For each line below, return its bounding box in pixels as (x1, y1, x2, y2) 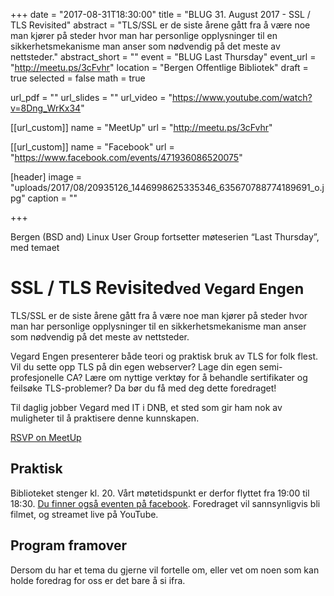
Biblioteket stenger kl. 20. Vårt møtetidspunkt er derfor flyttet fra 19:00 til (10, 487, 310, 499)
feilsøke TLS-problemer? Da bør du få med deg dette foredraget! (10, 382, 277, 394)
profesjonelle (10, 371, 65, 383)
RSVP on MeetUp (10, 431, 82, 443)
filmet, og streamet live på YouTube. (10, 508, 159, 520)
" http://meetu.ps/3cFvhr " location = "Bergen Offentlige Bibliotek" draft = (10, 62, 309, 73)
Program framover (10, 537, 128, 554)
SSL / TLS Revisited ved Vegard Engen (10, 277, 305, 299)
